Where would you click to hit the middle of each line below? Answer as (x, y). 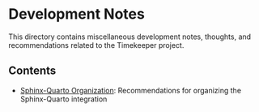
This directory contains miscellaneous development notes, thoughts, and (130, 37)
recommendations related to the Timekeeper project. (96, 45)
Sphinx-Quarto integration (64, 99)
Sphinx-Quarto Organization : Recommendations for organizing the (130, 90)
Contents (32, 71)
